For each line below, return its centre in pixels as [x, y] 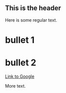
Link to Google [20, 76]
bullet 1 [20, 40]
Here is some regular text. [31, 20]
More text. [15, 86]
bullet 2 [21, 63]
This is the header [33, 8]
